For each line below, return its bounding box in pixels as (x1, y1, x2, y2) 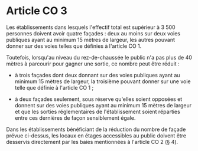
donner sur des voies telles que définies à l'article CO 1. (6, 42, 142, 50)
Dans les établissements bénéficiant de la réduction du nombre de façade (6, 126, 186, 133)
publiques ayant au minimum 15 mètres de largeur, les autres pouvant (6, 36, 176, 43)
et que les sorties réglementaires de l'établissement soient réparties (14, 108, 180, 115)
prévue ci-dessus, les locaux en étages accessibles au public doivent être (6, 132, 187, 139)
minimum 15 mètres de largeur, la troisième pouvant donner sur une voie (14, 78, 191, 85)
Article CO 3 (6, 4, 68, 18)
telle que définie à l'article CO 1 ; (14, 84, 94, 91)
